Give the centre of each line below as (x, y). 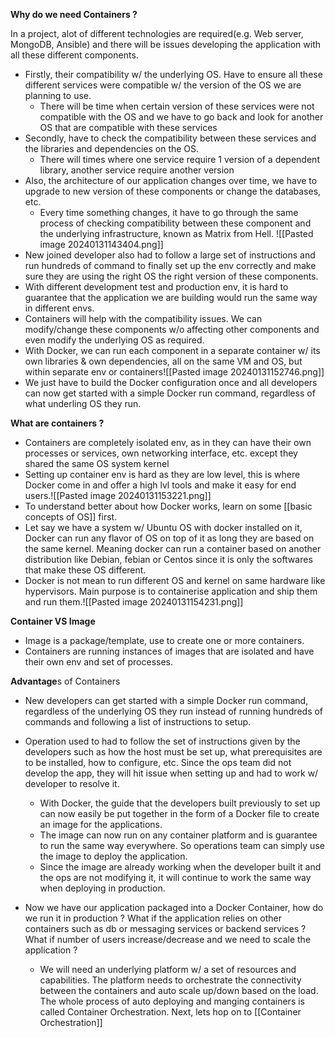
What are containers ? (57, 423)
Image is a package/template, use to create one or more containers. (164, 640)
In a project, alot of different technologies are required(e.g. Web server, (157, 33)
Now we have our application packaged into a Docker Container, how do (174, 907)
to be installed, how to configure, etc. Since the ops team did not (158, 762)
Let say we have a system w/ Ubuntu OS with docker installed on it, (163, 527)
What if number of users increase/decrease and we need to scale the (168, 939)
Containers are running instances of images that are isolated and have (169, 651)
